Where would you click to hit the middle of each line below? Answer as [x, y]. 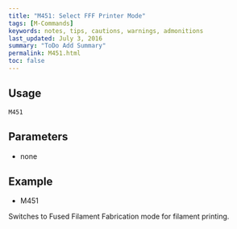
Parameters [38, 137]
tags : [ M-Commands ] [41, 23]
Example [31, 181]
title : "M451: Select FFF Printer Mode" [77, 16]
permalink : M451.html [45, 53]
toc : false [27, 61]
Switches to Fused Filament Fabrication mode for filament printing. [119, 217]
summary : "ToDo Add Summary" [57, 46]
